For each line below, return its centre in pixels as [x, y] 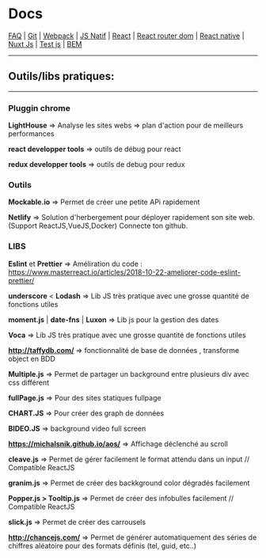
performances [31, 134]
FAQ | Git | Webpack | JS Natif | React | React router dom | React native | [126, 36]
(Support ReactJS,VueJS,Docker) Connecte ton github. [98, 226]
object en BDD [32, 359]
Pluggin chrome [40, 108]
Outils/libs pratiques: [61, 76]
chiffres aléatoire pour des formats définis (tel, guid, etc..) [102, 545]
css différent [29, 382]
